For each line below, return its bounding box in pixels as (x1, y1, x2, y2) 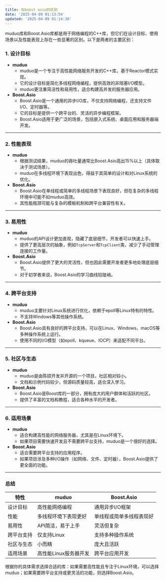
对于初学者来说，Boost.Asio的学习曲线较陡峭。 (19, 272, 116, 278)
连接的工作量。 (19, 248, 50, 254)
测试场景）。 (28, 164, 53, 170)
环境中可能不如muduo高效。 (19, 193, 78, 200)
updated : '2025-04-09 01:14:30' (5, 16, 72, 21)
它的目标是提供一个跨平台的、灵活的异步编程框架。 (19, 110, 124, 116)
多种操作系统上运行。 (19, 331, 63, 337)
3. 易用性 (5, 218, 27, 225)
